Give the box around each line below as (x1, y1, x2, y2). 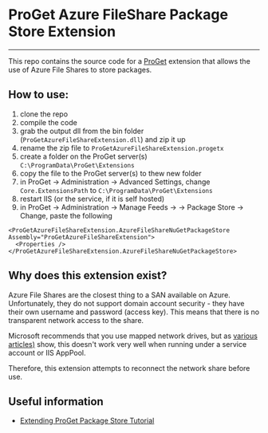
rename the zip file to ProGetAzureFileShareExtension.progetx (19, 143, 224, 152)
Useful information (8, 395, 104, 408)
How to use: (8, 88, 69, 101)
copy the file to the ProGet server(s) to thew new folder (19, 168, 202, 178)
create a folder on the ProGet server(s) (19, 152, 148, 161)
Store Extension (8, 22, 116, 41)
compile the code (19, 117, 77, 127)
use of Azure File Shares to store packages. (8, 65, 152, 74)
